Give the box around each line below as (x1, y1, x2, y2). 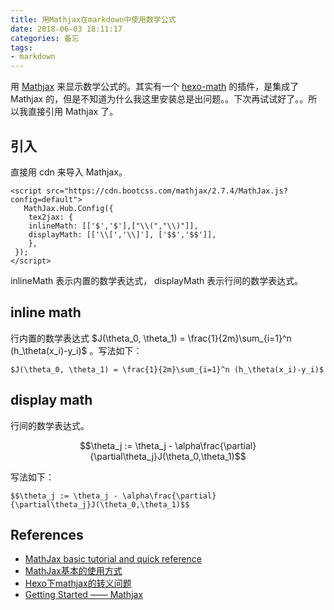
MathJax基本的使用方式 (24, 565, 123, 577)
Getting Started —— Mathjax (24, 589, 144, 601)
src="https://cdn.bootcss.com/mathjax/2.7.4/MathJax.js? (46, 186, 288, 196)
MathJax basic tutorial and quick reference (24, 553, 202, 565)
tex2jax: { (28, 212, 74, 222)
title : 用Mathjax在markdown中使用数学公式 (10, 14, 177, 25)
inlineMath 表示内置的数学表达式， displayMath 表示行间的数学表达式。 (10, 274, 304, 286)
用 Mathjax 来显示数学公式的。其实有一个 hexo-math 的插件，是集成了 (10, 81, 300, 93)
